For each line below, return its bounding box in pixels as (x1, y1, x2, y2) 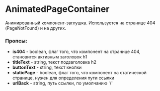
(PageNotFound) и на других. (5, 25, 66, 31)
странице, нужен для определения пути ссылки (12, 75, 115, 81)
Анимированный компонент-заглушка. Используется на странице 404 (5, 20, 156, 26)
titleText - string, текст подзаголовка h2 (12, 59, 97, 65)
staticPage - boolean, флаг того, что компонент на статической (12, 70, 147, 76)
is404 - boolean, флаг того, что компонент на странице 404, (12, 48, 141, 55)
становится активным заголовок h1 (12, 54, 87, 60)
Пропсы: (5, 37, 27, 44)
